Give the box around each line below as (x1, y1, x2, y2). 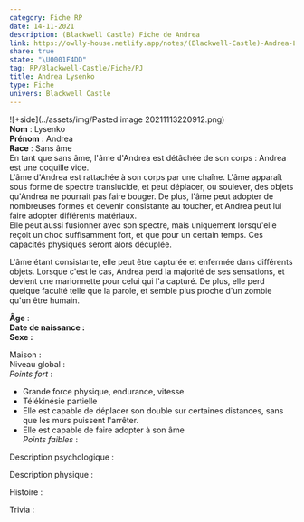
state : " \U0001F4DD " (9, 55, 88, 64)
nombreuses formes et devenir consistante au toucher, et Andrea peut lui (9, 200, 282, 211)
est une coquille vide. (9, 162, 90, 173)
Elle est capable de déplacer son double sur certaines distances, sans (22, 404, 284, 416)
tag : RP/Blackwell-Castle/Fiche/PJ (9, 64, 144, 73)
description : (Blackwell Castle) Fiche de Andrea (9, 30, 201, 39)
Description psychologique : (9, 451, 115, 462)
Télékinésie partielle (22, 395, 98, 406)
